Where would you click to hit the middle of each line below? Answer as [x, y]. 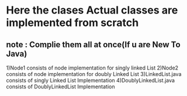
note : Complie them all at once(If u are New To [93, 44]
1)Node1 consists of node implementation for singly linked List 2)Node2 [92, 68]
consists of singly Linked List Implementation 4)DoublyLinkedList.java [91, 80]
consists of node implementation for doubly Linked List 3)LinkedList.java [94, 74]
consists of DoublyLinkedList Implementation [61, 87]
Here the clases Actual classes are [92, 10]
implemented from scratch [73, 23]
